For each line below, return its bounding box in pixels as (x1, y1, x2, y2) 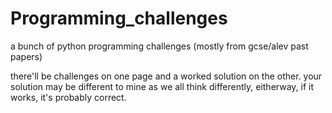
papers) (10, 50, 43, 62)
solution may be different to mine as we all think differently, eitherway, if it (10, 80, 315, 92)
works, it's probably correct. (10, 91, 127, 103)
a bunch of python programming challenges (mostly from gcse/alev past (10, 40, 309, 52)
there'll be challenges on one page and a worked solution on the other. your (10, 70, 323, 82)
